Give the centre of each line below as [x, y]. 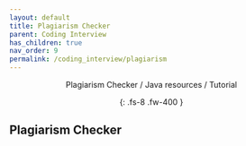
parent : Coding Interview [58, 34]
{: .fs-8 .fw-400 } [151, 102]
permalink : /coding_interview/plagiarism [88, 59]
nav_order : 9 [34, 51]
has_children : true [46, 43]
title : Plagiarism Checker [60, 26]
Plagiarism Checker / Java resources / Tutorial [151, 85]
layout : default [40, 17]
